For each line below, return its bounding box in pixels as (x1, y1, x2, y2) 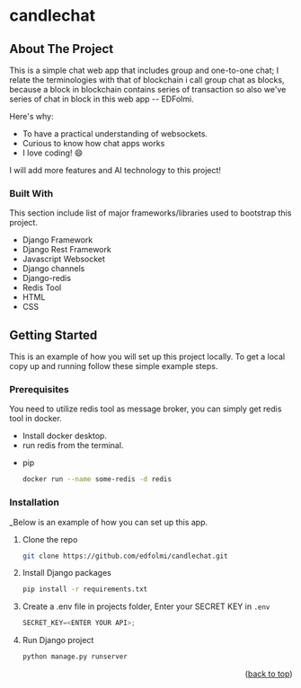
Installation (9, 496, 60, 508)
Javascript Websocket (22, 253, 106, 265)
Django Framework (22, 234, 93, 245)
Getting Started (9, 327, 98, 342)
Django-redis (22, 273, 72, 284)
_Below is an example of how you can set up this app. (9, 516, 208, 527)
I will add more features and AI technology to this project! (9, 165, 222, 175)
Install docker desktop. (22, 430, 108, 441)
